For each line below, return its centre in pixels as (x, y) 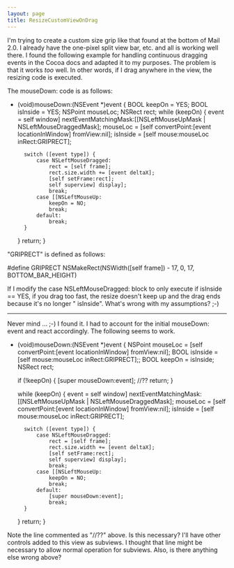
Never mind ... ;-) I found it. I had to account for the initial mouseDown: (108, 323)
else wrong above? (34, 557)
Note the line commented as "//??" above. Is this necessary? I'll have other (114, 534)
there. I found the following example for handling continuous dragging (107, 55)
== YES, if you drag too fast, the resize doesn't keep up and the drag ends (114, 296)
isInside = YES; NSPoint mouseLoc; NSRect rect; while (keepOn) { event (120, 112)
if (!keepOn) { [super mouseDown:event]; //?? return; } (95, 380)
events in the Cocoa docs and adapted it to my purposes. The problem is (112, 62)
